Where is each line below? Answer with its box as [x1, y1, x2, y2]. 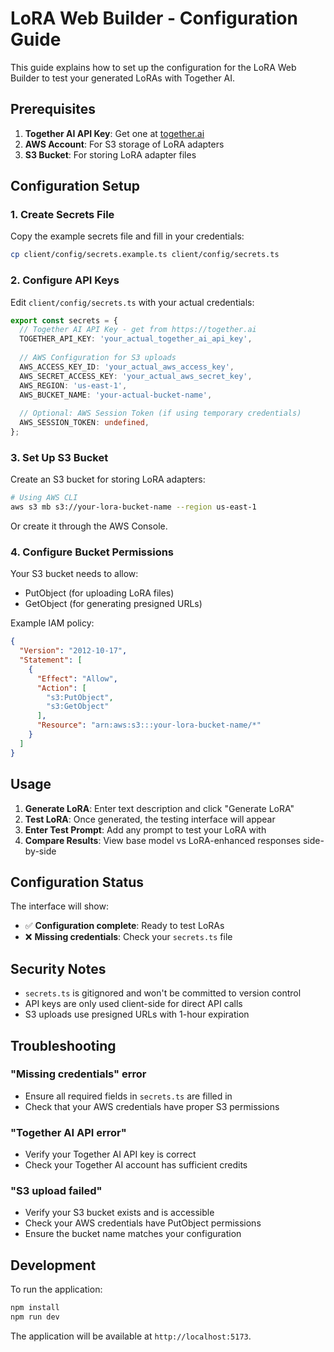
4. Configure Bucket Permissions [10, 545, 175, 559]
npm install [10, 1303, 60, 1313]
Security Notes [10, 960, 107, 977]
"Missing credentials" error [10, 1067, 147, 1081]
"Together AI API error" [10, 1125, 127, 1139]
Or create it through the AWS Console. [10, 520, 168, 532]
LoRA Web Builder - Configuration [10, 7, 298, 30]
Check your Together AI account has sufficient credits [24, 1159, 248, 1171]
